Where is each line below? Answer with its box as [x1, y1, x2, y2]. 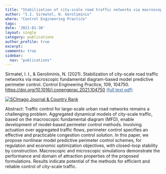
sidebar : [5, 53, 23, 58]
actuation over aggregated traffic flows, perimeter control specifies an [5, 127, 148, 133]
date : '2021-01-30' [5, 26, 45, 31]
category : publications [5, 35, 54, 40]
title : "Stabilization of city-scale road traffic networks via [5, 7, 140, 12]
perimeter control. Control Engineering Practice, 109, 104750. [5, 82, 130, 88]
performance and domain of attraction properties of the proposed [5, 153, 139, 159]
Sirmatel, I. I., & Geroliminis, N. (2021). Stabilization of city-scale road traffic [5, 71, 159, 77]
